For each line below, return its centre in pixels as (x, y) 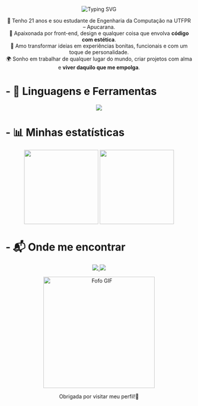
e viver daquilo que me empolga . (99, 67)
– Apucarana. (99, 27)
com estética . (99, 39)
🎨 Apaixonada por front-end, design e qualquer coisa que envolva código (99, 33)
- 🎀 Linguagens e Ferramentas (81, 91)
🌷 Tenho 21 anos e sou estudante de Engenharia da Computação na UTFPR (99, 20)
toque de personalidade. (99, 52)
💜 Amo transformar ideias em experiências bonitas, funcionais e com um (99, 46)
